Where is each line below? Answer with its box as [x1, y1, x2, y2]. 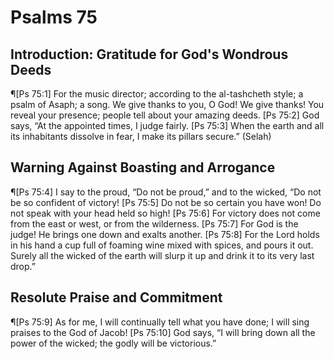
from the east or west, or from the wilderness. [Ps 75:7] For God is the [10, 217, 299, 230]
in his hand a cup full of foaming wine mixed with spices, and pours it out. [10, 239, 314, 251]
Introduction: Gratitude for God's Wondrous [10, 46, 289, 63]
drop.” [10, 260, 36, 272]
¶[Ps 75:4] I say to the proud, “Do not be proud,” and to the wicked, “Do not [10, 186, 322, 198]
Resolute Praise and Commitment [10, 289, 223, 306]
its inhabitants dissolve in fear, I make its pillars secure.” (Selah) [10, 131, 272, 142]
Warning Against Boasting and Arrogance [10, 159, 276, 176]
